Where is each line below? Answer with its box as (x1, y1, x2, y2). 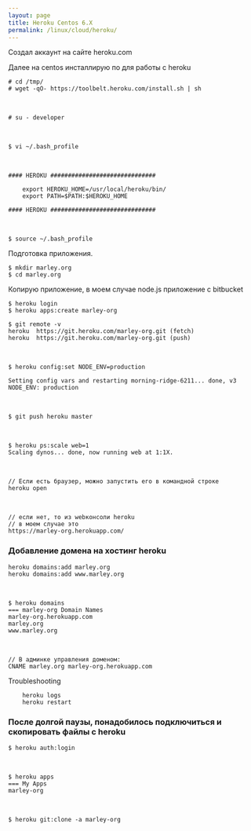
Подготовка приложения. (8, 249, 93, 258)
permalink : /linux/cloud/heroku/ (8, 26, 118, 34)
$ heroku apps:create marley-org (8, 307, 118, 315)
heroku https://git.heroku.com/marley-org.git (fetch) (8, 328, 195, 335)
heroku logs (22, 691, 61, 699)
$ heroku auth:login (8, 744, 76, 752)
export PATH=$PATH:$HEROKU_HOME (22, 192, 128, 200)
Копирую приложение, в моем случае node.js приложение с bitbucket (8, 284, 243, 295)
